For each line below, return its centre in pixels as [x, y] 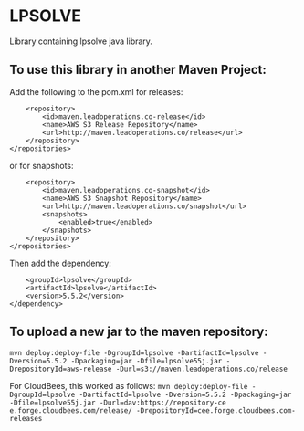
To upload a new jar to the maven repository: [139, 332]
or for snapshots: [42, 165]
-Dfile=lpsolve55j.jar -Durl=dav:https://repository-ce [118, 403]
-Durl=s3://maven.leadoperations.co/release [201, 369]
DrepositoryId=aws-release [61, 369]
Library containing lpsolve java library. [81, 41]
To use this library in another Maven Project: [138, 70]
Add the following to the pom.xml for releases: [96, 91]
